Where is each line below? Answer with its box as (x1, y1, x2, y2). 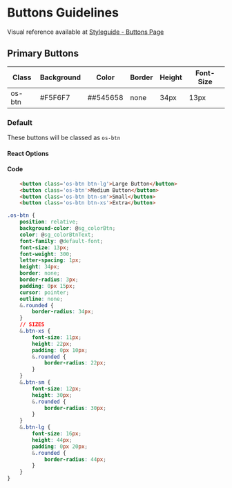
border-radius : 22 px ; (43, 360, 107, 367)
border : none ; (19, 270, 60, 277)
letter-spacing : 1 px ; (19, 257, 81, 264)
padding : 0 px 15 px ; (19, 282, 76, 289)
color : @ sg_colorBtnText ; (19, 231, 95, 238)
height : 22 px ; (32, 340, 72, 347)
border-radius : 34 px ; (32, 309, 95, 315)
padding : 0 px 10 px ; (32, 347, 88, 353)
